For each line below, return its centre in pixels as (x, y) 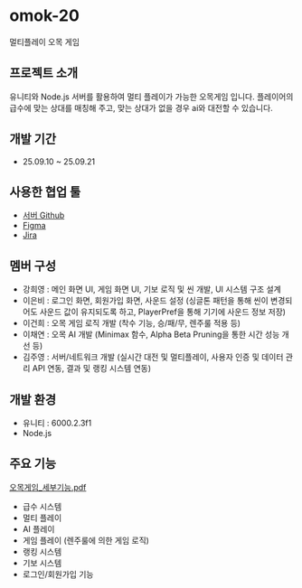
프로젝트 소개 (44, 73)
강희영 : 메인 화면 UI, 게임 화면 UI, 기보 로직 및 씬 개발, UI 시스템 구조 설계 (152, 289)
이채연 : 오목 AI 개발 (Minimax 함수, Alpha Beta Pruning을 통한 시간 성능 (151, 334)
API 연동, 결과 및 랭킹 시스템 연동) (92, 369)
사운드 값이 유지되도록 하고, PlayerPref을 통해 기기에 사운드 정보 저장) (163, 312)
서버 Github (43, 215)
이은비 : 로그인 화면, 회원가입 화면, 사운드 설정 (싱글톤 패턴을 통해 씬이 (145, 301)
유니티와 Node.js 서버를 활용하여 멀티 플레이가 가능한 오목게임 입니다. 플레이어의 (151, 97)
